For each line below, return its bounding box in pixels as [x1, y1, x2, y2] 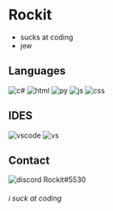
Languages [8, 64, 66, 78]
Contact [8, 153, 50, 167]
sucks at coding [19, 32, 74, 42]
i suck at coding [8, 193, 62, 203]
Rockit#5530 [43, 175, 86, 184]
